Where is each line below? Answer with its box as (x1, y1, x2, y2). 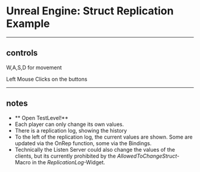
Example (6, 17, 50, 30)
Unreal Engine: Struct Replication (6, 4, 174, 18)
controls (6, 48, 38, 58)
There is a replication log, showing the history (14, 127, 127, 134)
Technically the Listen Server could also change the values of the (14, 146, 176, 153)
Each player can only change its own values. (14, 121, 124, 128)
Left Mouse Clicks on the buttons (6, 75, 87, 82)
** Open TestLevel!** (14, 114, 68, 121)
